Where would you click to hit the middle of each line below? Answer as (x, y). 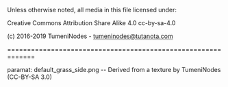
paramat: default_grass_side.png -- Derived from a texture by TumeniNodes (114, 70)
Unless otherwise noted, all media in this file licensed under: (92, 10)
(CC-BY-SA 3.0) (30, 77)
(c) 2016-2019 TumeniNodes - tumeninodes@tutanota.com (90, 36)
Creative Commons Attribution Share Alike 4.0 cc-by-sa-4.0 (91, 23)
